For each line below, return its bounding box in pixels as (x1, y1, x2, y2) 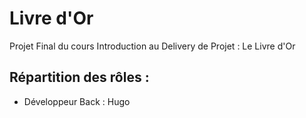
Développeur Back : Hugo (23, 95, 131, 107)
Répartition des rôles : (9, 69, 150, 86)
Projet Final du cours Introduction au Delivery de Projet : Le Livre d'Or (9, 40, 296, 52)
